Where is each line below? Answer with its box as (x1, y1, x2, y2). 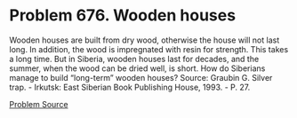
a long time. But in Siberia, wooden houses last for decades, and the (9, 53, 260, 64)
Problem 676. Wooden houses (9, 5, 237, 26)
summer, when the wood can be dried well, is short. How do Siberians (9, 63, 266, 74)
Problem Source (9, 98, 68, 109)
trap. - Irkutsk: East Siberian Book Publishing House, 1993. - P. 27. (9, 82, 251, 92)
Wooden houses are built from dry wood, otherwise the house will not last (9, 35, 280, 45)
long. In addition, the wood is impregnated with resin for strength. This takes (9, 43, 289, 54)
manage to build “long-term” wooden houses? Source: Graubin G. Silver (9, 72, 273, 83)
